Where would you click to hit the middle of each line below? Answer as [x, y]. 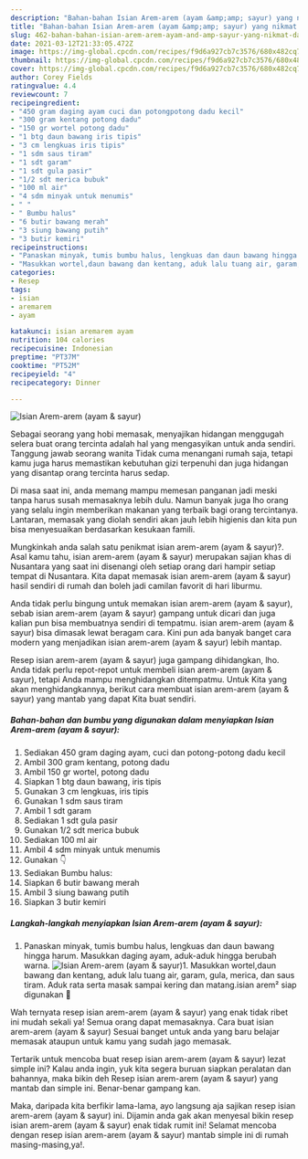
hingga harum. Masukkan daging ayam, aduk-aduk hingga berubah [150, 956]
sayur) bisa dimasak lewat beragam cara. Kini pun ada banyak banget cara [151, 633]
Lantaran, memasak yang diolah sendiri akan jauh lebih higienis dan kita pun [154, 520]
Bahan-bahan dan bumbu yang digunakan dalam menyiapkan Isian [142, 720]
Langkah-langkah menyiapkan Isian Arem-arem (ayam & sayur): [137, 922]
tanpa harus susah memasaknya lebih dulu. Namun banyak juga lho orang [149, 500]
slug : [21, 35]
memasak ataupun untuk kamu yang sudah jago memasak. [121, 1041]
